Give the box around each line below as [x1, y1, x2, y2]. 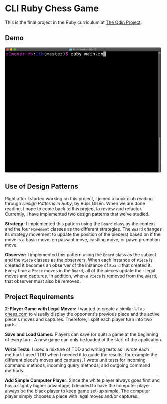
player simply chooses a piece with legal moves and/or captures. [5, 393, 139, 399]
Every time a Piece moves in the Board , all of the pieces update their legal [5, 267, 156, 273]
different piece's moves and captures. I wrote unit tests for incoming [5, 357, 146, 363]
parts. [5, 322, 17, 328]
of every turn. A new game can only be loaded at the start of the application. [5, 337, 163, 343]
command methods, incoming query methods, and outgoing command [5, 362, 151, 368]
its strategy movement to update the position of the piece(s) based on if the [5, 231, 161, 237]
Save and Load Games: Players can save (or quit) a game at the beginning [5, 331, 159, 337]
